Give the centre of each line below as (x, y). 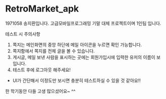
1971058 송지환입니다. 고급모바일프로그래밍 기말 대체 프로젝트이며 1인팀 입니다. (83, 23)
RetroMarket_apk (42, 9)
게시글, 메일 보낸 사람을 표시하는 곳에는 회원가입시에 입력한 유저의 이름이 (84, 57)
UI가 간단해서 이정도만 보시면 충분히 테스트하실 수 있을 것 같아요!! (77, 80)
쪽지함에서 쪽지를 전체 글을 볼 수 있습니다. (53, 51)
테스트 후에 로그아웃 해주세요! (42, 70)
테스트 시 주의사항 (23, 34)
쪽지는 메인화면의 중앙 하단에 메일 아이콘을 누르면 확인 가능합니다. (77, 44)
